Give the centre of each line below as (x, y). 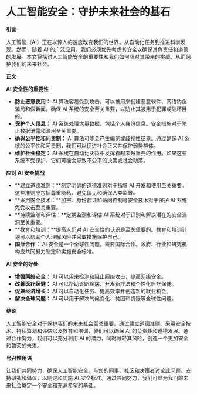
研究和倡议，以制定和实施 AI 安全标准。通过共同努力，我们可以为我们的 (97, 378)
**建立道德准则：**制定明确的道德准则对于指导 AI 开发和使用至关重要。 (101, 185)
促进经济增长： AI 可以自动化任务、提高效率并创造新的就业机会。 (93, 291)
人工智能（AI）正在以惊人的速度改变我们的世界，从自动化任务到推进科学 (93, 42)
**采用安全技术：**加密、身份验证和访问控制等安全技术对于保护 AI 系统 (101, 200)
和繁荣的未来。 (24, 345)
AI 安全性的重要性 (27, 89)
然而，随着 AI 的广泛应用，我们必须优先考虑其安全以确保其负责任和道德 (102, 49)
